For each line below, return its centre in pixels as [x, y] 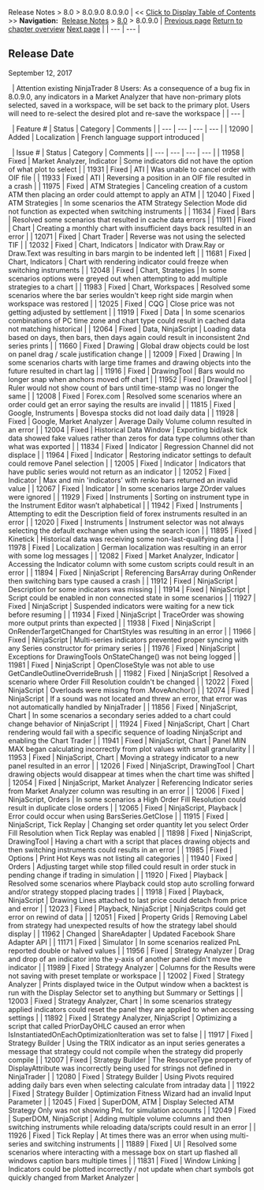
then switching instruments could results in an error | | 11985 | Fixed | [120, 849]
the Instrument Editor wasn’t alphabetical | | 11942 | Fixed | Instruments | [125, 505]
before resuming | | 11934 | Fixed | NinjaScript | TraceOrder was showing [126, 614]
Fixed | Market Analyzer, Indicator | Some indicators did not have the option [131, 161]
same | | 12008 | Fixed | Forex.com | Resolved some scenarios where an [125, 396]
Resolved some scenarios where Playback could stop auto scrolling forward [131, 883]
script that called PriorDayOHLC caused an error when [97, 1026]
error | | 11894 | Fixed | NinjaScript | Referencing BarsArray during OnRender [132, 572]
